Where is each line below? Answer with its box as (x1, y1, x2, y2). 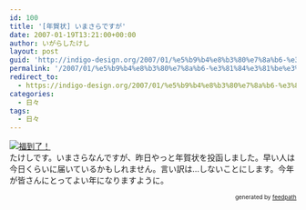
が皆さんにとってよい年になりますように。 (9, 175, 168, 186)
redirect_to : (9, 73, 59, 82)
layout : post (9, 47, 59, 56)
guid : (9, 55, 30, 65)
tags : (9, 106, 30, 115)
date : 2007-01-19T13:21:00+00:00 (9, 30, 137, 39)
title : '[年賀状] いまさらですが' (9, 22, 127, 31)
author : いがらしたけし (9, 38, 90, 48)
